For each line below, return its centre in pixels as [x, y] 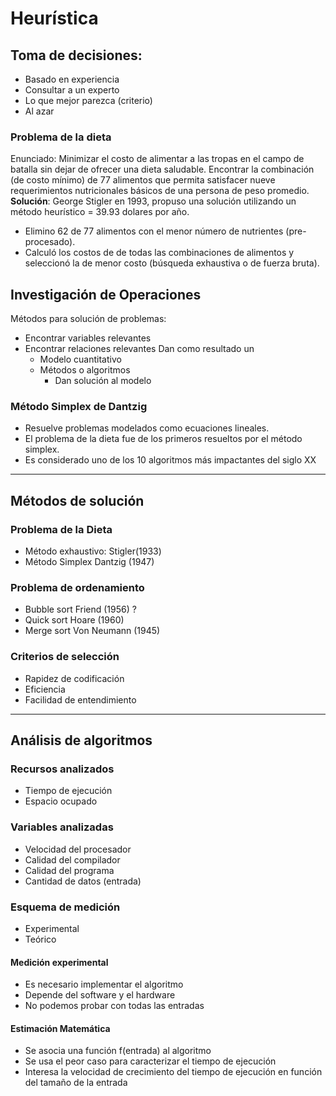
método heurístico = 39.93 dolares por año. [100, 212]
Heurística [54, 18]
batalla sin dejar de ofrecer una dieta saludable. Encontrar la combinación [162, 169]
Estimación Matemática [60, 1028]
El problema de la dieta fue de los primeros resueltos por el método [163, 439]
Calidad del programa [69, 870]
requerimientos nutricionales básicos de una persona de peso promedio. [160, 191]
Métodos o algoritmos [85, 370]
